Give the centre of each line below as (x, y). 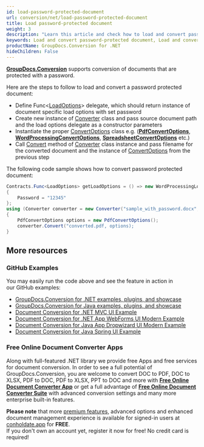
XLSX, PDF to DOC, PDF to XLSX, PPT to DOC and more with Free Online (98, 380)
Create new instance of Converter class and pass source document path (106, 118)
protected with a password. (40, 75)
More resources (37, 251)
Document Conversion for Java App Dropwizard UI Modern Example (100, 325)
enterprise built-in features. (40, 400)
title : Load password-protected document (59, 23)
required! (18, 437)
